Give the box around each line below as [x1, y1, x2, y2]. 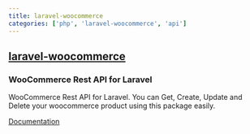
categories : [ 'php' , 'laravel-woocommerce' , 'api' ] [8, 19, 187, 28]
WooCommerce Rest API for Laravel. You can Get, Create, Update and [8, 93, 243, 102]
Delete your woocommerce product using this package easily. [8, 101, 216, 110]
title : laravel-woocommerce [8, 11, 104, 20]
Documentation [8, 117, 60, 127]
